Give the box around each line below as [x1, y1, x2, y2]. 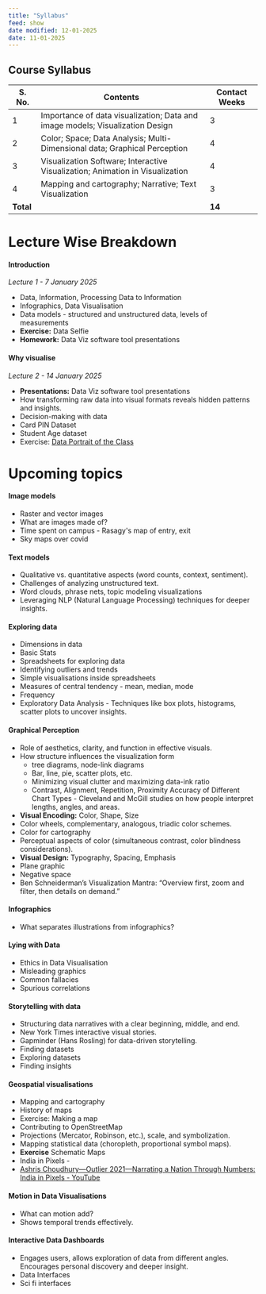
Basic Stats [19, 648, 57, 657]
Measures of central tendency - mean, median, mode [19, 682, 194, 691]
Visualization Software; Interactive [40, 156, 168, 167]
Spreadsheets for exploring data [19, 657, 125, 666]
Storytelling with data [8, 1001, 82, 1011]
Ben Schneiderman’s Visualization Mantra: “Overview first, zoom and [19, 878, 245, 888]
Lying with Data [8, 940, 61, 949]
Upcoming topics [8, 464, 123, 483]
